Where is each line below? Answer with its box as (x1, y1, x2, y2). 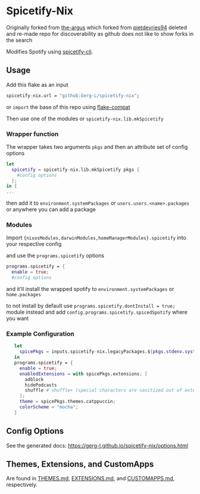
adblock (24, 376, 44, 382)
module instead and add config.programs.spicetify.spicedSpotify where (6, 308, 187, 316)
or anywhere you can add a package (6, 206, 96, 213)
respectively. (6, 481, 37, 489)
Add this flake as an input (6, 81, 68, 88)
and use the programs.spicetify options (6, 252, 105, 259)
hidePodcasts (24, 382, 58, 388)
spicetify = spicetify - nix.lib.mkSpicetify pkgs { (11, 167, 140, 173)
